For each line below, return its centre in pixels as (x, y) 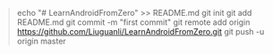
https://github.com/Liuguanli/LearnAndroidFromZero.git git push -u (141, 31)
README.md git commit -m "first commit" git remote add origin (133, 22)
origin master (41, 41)
